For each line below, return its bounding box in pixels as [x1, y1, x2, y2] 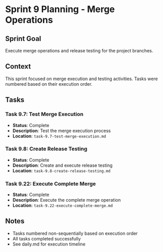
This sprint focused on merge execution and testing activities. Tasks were [5, 76, 158, 82]
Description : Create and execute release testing [12, 162, 113, 168]
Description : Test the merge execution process [12, 128, 111, 134]
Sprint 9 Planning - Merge [5, 4, 115, 15]
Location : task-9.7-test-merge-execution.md [12, 133, 107, 139]
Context [5, 62, 31, 71]
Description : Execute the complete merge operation [12, 197, 121, 203]
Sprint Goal [5, 34, 41, 43]
